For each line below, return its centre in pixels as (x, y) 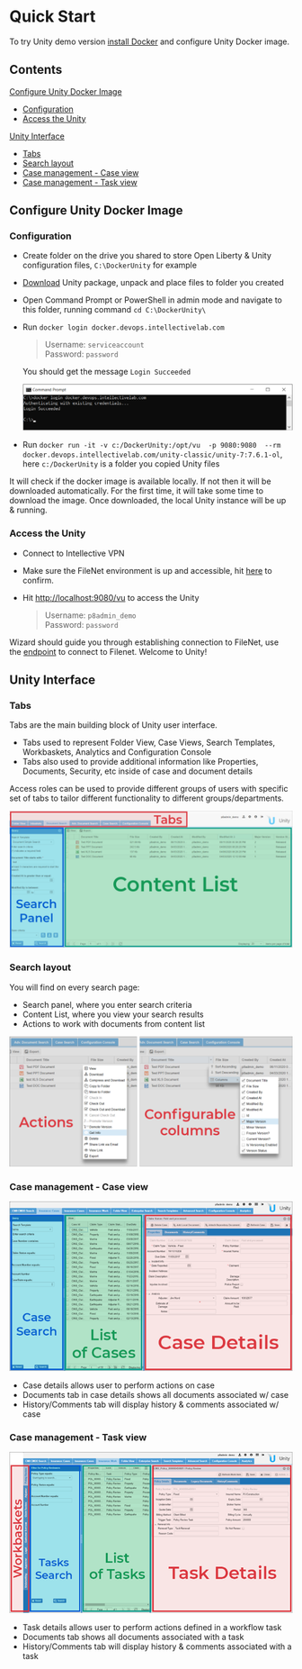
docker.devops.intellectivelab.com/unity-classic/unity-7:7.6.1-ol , (152, 454)
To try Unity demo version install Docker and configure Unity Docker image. (150, 41)
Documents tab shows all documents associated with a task (133, 1637)
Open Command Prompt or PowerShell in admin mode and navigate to (152, 300)
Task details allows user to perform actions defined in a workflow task (152, 1627)
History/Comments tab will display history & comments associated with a (157, 1646)
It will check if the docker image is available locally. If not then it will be (140, 481)
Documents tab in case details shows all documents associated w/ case (155, 1394)
